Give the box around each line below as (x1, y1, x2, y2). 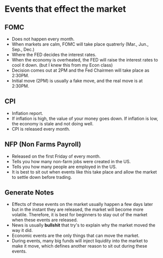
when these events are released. (11, 217, 78, 223)
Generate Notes (4, 188, 54, 197)
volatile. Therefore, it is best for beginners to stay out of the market (11, 212, 148, 218)
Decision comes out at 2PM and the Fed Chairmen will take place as (11, 67, 150, 73)
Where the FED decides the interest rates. (11, 52, 97, 57)
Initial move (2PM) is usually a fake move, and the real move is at (11, 78, 143, 84)
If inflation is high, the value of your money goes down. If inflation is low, (11, 115, 158, 121)
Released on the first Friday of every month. (11, 153, 101, 159)
